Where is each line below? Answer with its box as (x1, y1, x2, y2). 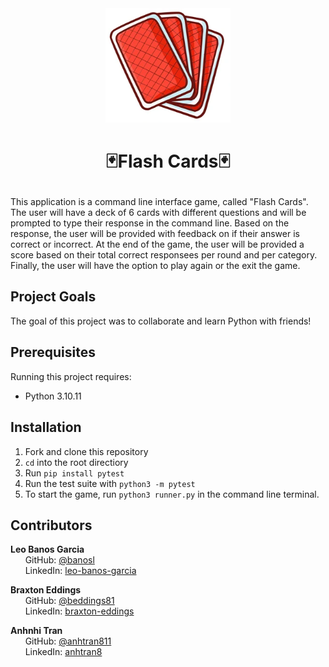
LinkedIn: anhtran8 (24, 646, 103, 658)
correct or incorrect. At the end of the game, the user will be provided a (10, 238, 305, 251)
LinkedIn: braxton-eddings (24, 605, 135, 617)
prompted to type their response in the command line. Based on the (10, 217, 290, 229)
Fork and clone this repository (24, 445, 149, 457)
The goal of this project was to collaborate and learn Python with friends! (10, 315, 312, 327)
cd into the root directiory (24, 456, 129, 468)
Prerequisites (10, 344, 96, 361)
